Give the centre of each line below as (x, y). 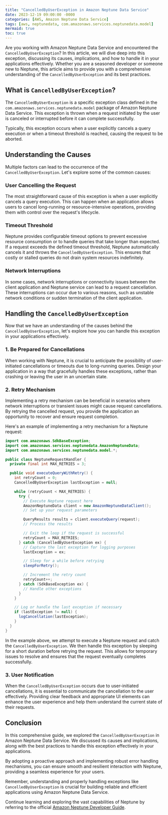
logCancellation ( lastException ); (53, 617)
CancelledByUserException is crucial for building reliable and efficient (76, 787)
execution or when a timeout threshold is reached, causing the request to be (84, 133)
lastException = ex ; (45, 552)
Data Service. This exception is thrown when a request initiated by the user (83, 113)
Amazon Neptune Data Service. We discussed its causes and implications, (82, 740)
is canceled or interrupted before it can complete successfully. (70, 118)
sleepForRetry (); (41, 566)
